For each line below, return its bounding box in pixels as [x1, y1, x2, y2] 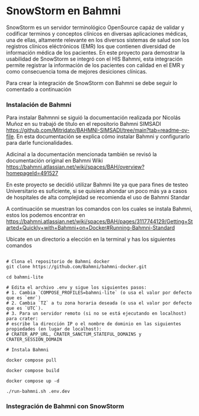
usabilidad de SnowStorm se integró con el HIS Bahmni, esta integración [6, 55, 183, 62]
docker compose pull [6, 357, 57, 363]
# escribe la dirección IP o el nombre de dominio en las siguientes [6, 321, 182, 327]
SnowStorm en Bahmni [6, 4, 121, 18]
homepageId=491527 [6, 170, 59, 177]
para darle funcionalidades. [6, 139, 73, 147]
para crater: [6, 316, 38, 322]
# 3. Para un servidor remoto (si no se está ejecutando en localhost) [6, 310, 187, 317]
